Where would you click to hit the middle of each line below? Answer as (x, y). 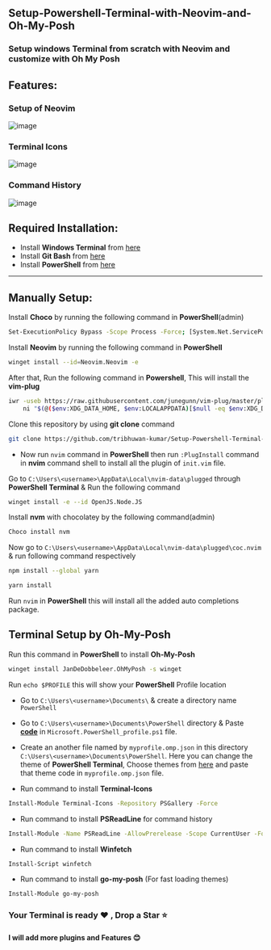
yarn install (30, 586)
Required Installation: (63, 228)
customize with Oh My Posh (64, 59)
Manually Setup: (50, 298)
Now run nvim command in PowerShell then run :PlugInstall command (140, 454)
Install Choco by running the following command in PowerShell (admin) (126, 317)
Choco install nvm (39, 532)
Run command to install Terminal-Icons (86, 788)
